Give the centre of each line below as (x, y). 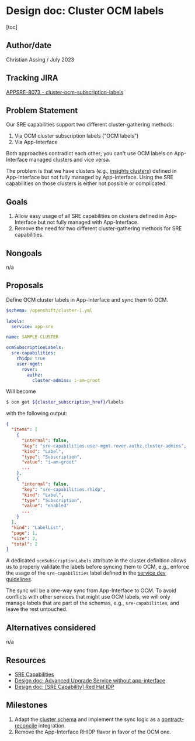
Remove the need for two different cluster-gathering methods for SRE (98, 228)
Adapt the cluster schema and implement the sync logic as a (87, 719)
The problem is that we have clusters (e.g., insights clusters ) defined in (91, 171)
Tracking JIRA (32, 78)
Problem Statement (42, 110)
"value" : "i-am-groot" (49, 462)
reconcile (26, 725)
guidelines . (19, 579)
